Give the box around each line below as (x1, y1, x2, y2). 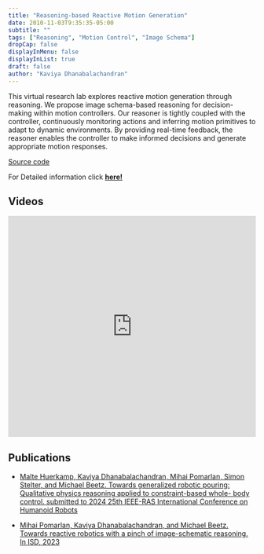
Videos (8, 195, 44, 208)
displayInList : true (8, 56, 76, 64)
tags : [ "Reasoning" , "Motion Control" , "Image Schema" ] (8, 33, 195, 42)
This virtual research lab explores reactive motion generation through (8, 91, 233, 101)
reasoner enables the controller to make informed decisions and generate (8, 133, 247, 142)
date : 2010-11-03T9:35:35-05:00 (8, 19, 114, 27)
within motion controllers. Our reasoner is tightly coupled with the (33, 108, 246, 118)
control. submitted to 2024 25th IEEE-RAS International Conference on (19, 497, 248, 507)
